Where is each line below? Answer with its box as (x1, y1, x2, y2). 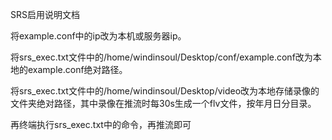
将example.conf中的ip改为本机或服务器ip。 (10, 30, 187, 42)
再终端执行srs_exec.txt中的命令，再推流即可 (10, 119, 192, 130)
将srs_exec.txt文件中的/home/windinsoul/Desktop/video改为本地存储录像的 (10, 85, 320, 97)
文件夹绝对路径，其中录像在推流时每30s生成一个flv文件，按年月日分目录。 (10, 98, 317, 109)
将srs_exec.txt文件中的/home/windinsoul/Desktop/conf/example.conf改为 (10, 51, 313, 63)
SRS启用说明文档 (10, 9, 80, 20)
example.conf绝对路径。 (27, 64, 128, 75)
